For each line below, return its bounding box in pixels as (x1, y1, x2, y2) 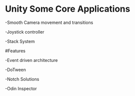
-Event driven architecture (5, 57, 58, 63)
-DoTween (5, 67, 26, 73)
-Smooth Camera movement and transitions (5, 19, 93, 25)
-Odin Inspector (5, 85, 37, 91)
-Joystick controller (5, 29, 45, 35)
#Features (5, 48, 26, 54)
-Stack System (5, 38, 35, 44)
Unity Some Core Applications (5, 3, 131, 15)
